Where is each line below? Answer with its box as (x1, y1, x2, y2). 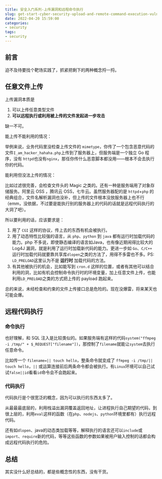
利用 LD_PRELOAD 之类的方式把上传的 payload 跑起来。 (12, 276, 116, 281)
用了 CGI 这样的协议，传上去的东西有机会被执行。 (12, 227, 110, 233)
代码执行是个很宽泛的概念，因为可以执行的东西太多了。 (5, 395, 115, 401)
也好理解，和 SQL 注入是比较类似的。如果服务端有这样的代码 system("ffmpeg (5, 335, 156, 341)
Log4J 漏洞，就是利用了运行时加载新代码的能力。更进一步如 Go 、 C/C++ (12, 245, 152, 251)
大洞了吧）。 (5, 206, 28, 212)
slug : (5, 12, 16, 16)
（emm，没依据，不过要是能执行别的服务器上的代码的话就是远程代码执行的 (5, 201, 154, 206)
